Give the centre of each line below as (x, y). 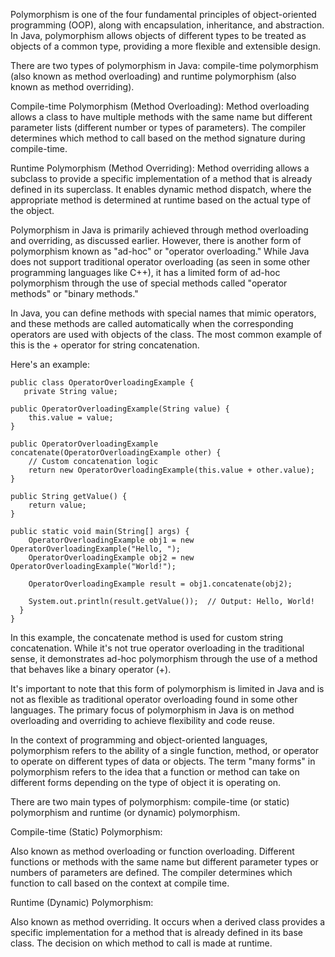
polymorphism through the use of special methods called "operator (149, 283)
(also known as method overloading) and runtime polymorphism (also (153, 76)
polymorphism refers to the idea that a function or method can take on (155, 772)
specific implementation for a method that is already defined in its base (156, 932)
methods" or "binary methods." (74, 293)
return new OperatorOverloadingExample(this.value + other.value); (171, 470)
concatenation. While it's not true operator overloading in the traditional (157, 648)
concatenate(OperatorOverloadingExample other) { (116, 453)
